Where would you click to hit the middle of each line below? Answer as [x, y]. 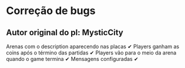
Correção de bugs [51, 11]
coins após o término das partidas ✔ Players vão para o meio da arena [91, 53]
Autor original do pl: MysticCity [65, 33]
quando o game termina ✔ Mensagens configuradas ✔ [72, 59]
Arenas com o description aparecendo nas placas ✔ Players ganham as [93, 46]
